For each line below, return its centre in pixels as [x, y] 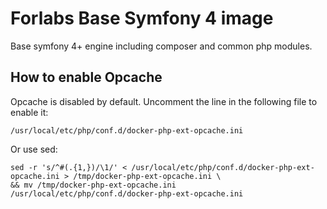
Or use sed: [34, 149]
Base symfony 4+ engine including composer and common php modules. [161, 46]
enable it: [29, 112]
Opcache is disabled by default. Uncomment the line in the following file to [164, 101]
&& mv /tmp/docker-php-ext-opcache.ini [93, 185]
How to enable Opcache [86, 77]
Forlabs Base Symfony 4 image [142, 18]
